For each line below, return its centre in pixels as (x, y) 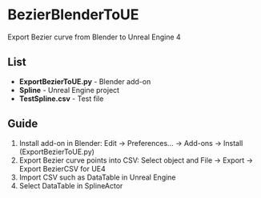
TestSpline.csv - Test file (61, 99)
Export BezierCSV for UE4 (62, 168)
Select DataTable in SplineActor (71, 185)
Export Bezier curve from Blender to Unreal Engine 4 (94, 37)
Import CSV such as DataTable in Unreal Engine (98, 177)
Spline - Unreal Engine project (69, 90)
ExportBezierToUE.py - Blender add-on (85, 81)
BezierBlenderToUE (73, 15)
